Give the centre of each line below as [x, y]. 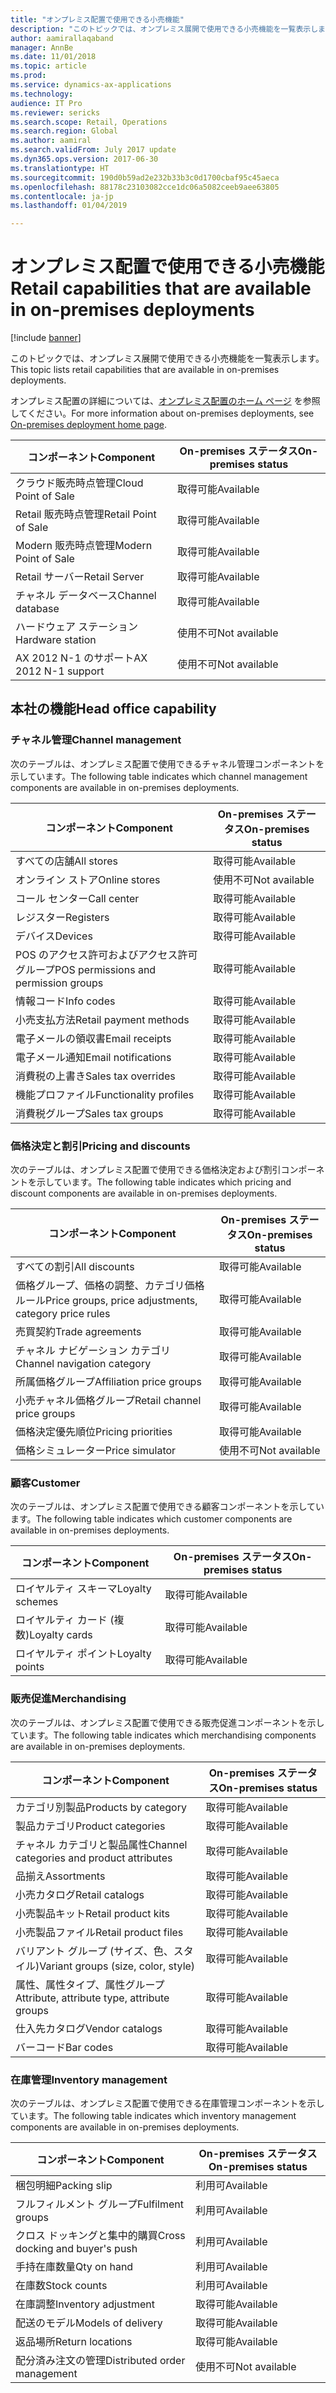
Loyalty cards [61, 1635]
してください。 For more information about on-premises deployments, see [162, 413]
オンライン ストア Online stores [88, 879]
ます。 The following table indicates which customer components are [151, 1519]
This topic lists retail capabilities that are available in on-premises [145, 370]
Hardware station [56, 640]
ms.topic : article [48, 66]
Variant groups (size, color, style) [117, 1966]
